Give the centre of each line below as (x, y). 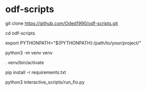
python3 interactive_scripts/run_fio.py (45, 82)
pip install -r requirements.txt (36, 72)
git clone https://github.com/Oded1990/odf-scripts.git (62, 23)
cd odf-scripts (20, 33)
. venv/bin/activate (25, 62)
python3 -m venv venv (29, 53)
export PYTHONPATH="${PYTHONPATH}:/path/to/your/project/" (73, 43)
